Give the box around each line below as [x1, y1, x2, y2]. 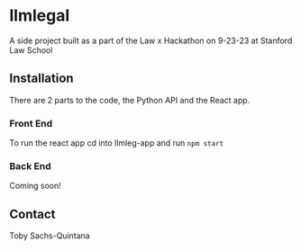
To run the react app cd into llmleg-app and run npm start [9, 138, 223, 148]
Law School [9, 44, 53, 55]
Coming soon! [9, 181, 61, 192]
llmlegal [9, 5, 70, 26]
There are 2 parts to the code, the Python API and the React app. [9, 94, 251, 105]
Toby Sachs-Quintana [9, 230, 90, 241]
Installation [9, 71, 74, 86]
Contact [9, 206, 56, 221]
